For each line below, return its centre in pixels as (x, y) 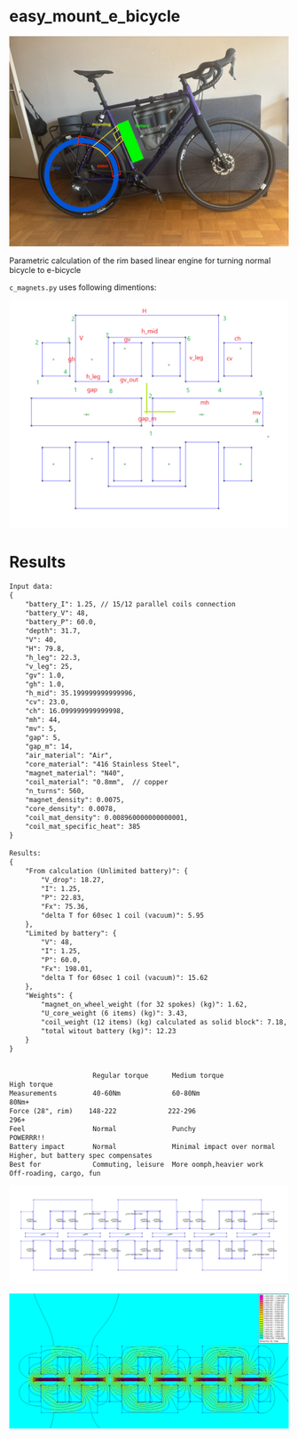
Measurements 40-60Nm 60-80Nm (105, 1094)
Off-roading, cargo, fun (55, 1174)
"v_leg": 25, (49, 667)
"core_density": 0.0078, (71, 809)
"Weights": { (49, 996)
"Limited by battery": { (71, 934)
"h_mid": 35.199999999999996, (81, 694)
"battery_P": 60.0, (61, 623)
